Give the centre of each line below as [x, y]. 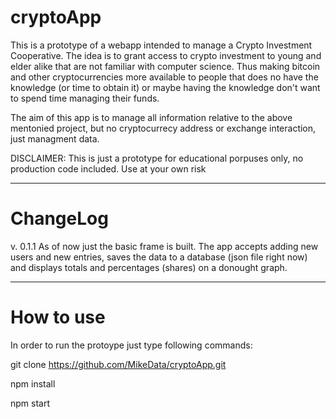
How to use [58, 317]
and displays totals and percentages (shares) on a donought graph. [149, 267]
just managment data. [55, 138]
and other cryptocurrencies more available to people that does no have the [164, 77]
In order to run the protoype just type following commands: [131, 345]
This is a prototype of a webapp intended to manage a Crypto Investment [161, 45]
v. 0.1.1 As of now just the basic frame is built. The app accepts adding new [164, 246]
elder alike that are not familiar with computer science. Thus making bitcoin [165, 66]
